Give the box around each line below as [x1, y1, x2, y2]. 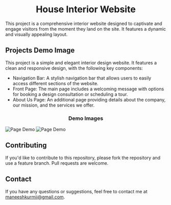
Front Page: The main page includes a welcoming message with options [12, 86, 164, 92]
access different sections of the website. [12, 80, 99, 86]
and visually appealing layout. [5, 31, 68, 37]
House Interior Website [35, 4, 136, 15]
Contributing [5, 141, 47, 150]
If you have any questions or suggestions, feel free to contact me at [5, 188, 148, 194]
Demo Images [68, 115, 104, 122]
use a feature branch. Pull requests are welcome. [5, 160, 109, 166]
